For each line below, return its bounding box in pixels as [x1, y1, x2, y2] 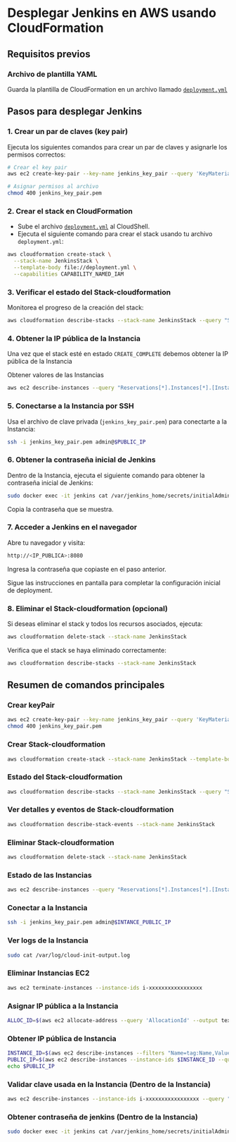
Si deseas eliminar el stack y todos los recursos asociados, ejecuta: [7, 620, 203, 628]
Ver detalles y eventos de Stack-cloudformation [7, 805, 174, 815]
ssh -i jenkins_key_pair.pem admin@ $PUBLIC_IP [7, 438, 146, 446]
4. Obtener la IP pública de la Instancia [7, 333, 140, 343]
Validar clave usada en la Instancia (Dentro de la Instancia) [7, 1079, 211, 1089]
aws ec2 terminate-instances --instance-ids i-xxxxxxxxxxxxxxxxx [7, 984, 202, 991]
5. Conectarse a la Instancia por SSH [7, 401, 135, 411]
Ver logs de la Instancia [7, 935, 89, 945]
